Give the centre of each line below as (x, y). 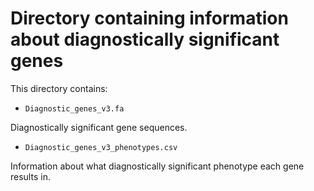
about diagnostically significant (145, 39)
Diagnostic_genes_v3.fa (74, 108)
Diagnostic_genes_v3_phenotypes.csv (101, 147)
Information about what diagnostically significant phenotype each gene (157, 166)
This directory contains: (59, 88)
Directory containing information (149, 18)
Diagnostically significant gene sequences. (99, 127)
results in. (30, 176)
